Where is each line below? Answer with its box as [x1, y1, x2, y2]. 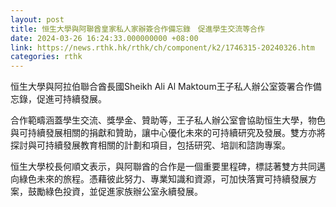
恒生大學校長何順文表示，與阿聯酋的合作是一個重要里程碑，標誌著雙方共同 [10, 161, 317, 173]
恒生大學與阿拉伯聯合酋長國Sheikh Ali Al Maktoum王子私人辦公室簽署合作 [10, 81, 313, 93]
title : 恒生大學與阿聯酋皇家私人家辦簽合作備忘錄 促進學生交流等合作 [10, 24, 265, 34]
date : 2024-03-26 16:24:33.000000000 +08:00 [10, 33, 199, 43]
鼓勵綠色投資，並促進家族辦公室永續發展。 [27, 186, 203, 198]
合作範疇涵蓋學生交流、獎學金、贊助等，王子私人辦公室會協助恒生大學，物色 [10, 114, 326, 126]
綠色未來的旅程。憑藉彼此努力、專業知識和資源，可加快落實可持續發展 [18, 173, 308, 185]
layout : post [10, 14, 65, 25]
